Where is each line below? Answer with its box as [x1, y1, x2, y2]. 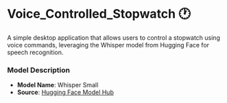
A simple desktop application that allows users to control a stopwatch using [7, 33, 221, 42]
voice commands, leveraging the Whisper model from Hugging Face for [7, 41, 210, 49]
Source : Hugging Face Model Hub [16, 88, 115, 97]
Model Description [7, 65, 71, 75]
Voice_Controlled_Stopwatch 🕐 [7, 6, 191, 22]
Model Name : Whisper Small [16, 81, 99, 89]
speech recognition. [7, 48, 64, 56]
